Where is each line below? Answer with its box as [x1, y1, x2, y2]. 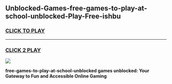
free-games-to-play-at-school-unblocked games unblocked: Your [5, 67, 149, 73]
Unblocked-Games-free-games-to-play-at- [5, 4, 147, 13]
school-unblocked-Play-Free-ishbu [5, 12, 121, 21]
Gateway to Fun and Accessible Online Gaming [5, 73, 107, 79]
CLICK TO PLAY [5, 27, 45, 35]
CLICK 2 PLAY [5, 46, 41, 53]
